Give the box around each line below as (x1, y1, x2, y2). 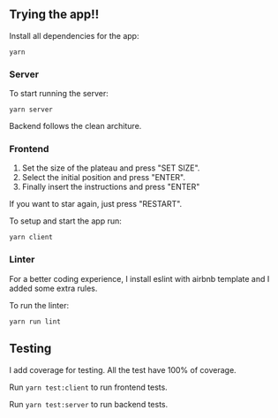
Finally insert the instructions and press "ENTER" (21, 181, 200, 193)
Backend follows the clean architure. (9, 121, 142, 132)
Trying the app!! (9, 7, 100, 22)
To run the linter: (9, 300, 69, 310)
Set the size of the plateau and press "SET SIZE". (21, 163, 200, 173)
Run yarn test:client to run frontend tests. (9, 382, 168, 392)
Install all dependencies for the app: (9, 30, 139, 41)
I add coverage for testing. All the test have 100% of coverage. (9, 364, 237, 375)
